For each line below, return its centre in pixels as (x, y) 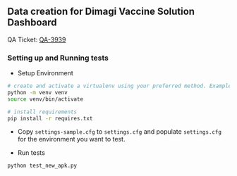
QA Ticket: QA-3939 (37, 39)
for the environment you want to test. (71, 139)
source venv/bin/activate (45, 99)
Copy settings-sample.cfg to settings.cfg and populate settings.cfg (120, 132)
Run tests (31, 153)
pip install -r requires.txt (50, 118)
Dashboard (32, 23)
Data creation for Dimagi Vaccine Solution (101, 12)
